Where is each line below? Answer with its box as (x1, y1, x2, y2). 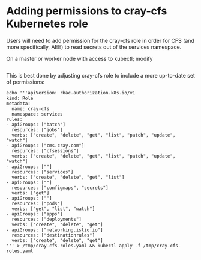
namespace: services (11, 111, 63, 117)
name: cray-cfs (11, 105, 50, 112)
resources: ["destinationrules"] (11, 232, 95, 238)
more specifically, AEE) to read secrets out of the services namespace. (6, 43, 182, 51)
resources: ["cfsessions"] (11, 147, 79, 154)
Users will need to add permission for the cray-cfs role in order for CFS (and (6, 37, 195, 44)
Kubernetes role (6, 17, 88, 31)
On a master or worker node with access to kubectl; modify (6, 55, 153, 62)
